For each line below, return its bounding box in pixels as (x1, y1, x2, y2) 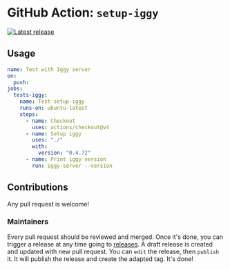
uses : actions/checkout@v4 (32, 124, 110, 131)
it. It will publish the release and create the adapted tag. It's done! (7, 254, 193, 263)
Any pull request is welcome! (7, 200, 90, 208)
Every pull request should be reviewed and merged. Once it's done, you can (7, 233, 223, 241)
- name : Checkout (25, 117, 76, 124)
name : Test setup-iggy (19, 98, 85, 105)
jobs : (7, 85, 23, 93)
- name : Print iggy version (25, 156, 107, 163)
